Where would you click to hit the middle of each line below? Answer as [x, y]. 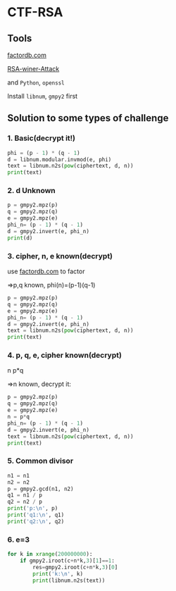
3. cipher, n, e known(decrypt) [60, 256]
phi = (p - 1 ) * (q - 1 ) [44, 153]
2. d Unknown [32, 191]
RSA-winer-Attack [33, 69]
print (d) [20, 238]
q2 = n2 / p [25, 502]
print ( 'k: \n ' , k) [58, 574]
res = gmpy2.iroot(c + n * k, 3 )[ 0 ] [75, 567]
